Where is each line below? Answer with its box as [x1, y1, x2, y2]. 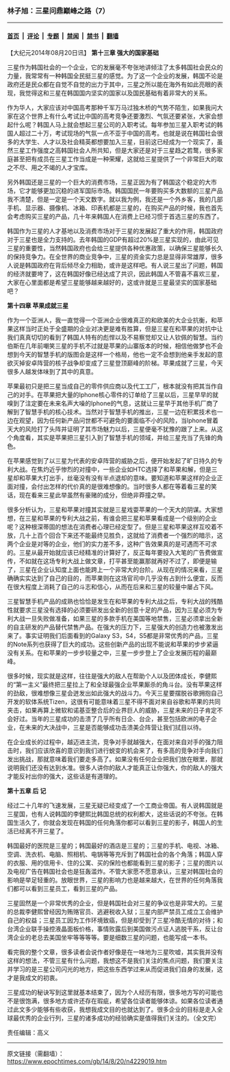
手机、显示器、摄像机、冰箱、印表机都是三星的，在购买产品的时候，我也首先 [7, 204, 223, 212]
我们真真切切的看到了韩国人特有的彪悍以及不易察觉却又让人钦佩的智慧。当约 [7, 333, 223, 341]
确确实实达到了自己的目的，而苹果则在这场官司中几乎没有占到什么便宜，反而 [7, 574, 223, 582]
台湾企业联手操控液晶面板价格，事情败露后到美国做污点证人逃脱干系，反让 [7, 925, 217, 933]
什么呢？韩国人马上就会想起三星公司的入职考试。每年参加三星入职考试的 [12, 120, 217, 128]
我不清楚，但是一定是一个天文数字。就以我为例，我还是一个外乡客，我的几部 [7, 195, 223, 203]
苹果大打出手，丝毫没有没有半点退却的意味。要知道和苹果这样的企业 [25, 473, 217, 481]
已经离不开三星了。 [12, 826, 67, 835]
